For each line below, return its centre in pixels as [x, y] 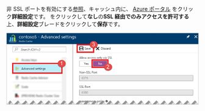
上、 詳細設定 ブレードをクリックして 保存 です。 [65, 24]
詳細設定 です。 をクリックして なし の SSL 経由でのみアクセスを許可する [100, 16]
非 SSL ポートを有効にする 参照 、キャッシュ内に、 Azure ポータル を [92, 9]
